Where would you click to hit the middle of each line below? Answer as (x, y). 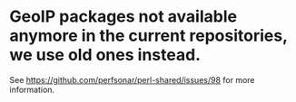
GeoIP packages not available (123, 17)
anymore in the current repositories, (148, 36)
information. (32, 89)
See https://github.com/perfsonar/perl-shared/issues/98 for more (133, 79)
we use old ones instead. (105, 55)
